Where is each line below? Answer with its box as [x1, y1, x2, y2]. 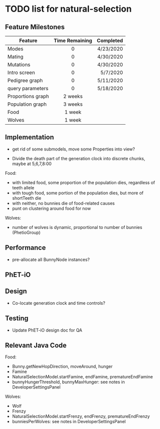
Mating [7, 54, 23, 60]
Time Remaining [53, 37, 92, 44]
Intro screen [7, 69, 36, 76]
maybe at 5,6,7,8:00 [12, 161, 52, 167]
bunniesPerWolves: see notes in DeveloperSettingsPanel [12, 419, 126, 425]
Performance [5, 243, 46, 252]
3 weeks [63, 101, 83, 108]
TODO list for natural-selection [5, 3, 132, 15]
